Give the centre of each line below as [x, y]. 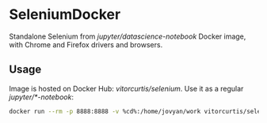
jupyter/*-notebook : [42, 97]
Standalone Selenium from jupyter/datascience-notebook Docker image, [128, 36]
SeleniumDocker [65, 15]
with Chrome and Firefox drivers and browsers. [86, 44]
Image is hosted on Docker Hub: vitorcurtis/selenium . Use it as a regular [126, 88]
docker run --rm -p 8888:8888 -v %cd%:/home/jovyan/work [105, 111]
